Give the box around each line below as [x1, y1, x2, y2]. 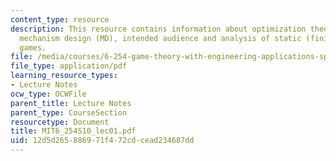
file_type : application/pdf [10, 61, 128, 71]
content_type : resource [10, 14, 110, 25]
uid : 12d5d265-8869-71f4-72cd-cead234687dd [10, 136, 195, 146]
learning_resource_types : [10, 71, 118, 81]
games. [19, 42, 47, 53]
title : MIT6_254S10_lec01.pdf [10, 126, 137, 136]
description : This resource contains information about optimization [10, 24, 307, 34]
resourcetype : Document [10, 117, 110, 127]
